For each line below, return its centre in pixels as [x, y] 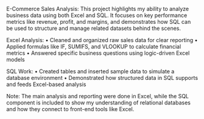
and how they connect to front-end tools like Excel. [70, 109]
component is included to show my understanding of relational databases [98, 103]
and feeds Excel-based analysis [46, 84]
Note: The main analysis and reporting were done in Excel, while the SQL [98, 96]
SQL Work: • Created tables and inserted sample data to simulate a [90, 71]
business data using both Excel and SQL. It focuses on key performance [97, 15]
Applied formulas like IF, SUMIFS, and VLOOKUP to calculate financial [94, 46]
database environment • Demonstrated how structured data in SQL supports [102, 78]
